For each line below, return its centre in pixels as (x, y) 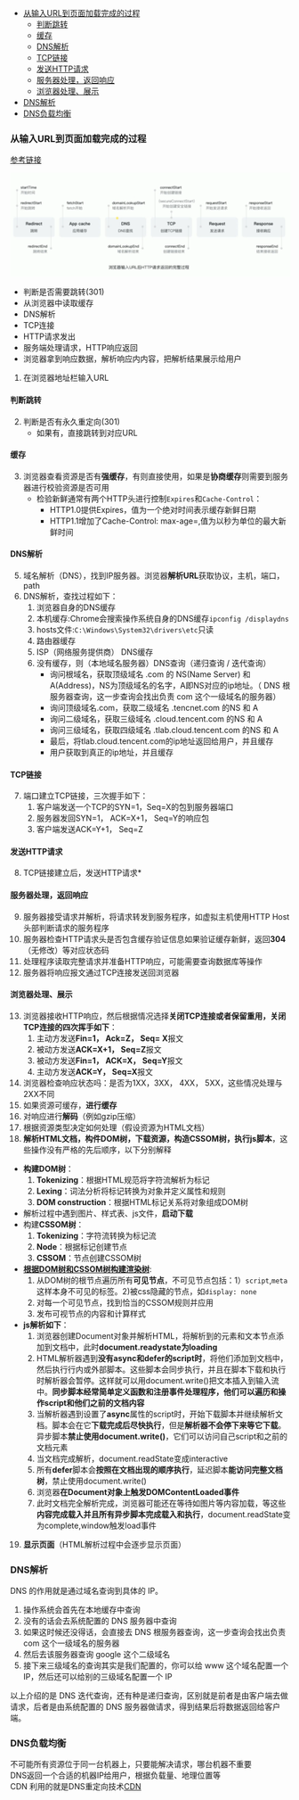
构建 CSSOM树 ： (53, 1224)
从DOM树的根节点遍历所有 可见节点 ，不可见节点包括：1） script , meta (162, 1280)
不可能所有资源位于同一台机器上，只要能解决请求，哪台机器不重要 (131, 1764)
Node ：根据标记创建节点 (82, 1246)
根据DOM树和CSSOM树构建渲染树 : (87, 1268)
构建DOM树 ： (48, 1168)
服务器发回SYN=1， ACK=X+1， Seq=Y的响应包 (123, 818)
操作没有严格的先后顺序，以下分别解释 (101, 1150)
